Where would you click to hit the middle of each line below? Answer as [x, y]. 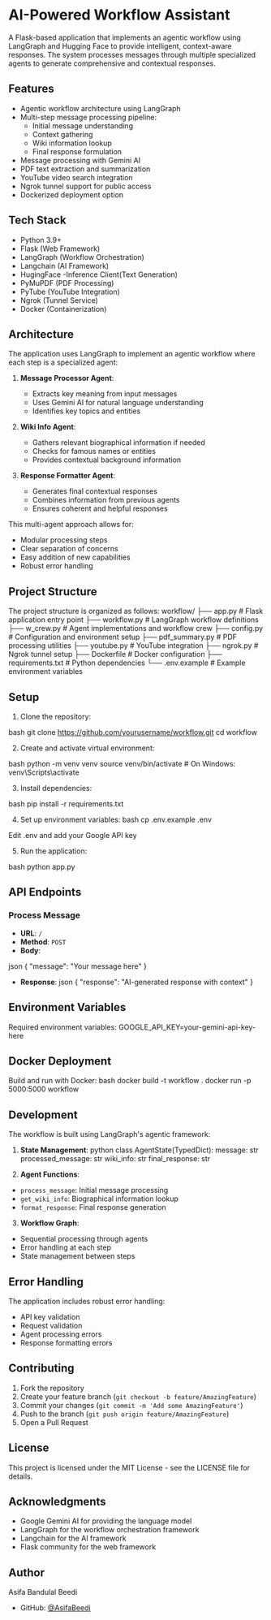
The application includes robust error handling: [87, 1301]
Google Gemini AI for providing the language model [106, 1521]
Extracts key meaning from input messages [105, 394]
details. [21, 1476]
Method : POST [43, 942]
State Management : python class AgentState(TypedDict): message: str [139, 1150]
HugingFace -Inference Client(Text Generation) [99, 274]
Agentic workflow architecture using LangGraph [100, 108]
